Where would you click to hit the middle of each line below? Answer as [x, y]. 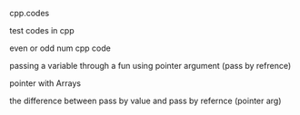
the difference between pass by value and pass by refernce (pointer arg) [145, 101]
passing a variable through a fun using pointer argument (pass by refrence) [150, 66]
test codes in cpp [42, 30]
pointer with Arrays [45, 83]
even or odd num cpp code [60, 48]
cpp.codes [30, 13]
